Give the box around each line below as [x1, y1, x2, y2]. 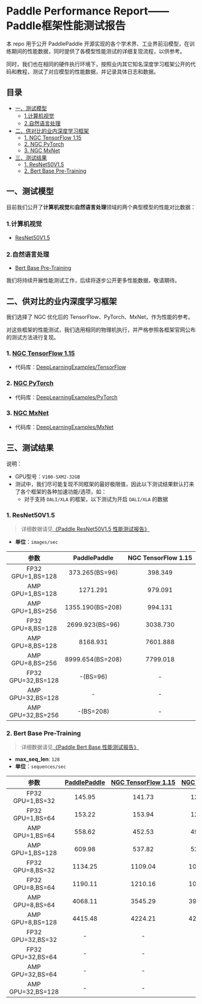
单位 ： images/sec [14, 538, 58, 545]
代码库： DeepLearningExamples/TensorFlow [14, 363, 126, 371]
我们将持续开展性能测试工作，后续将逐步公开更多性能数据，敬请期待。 [6, 277, 180, 284]
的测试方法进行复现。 [6, 333, 59, 341]
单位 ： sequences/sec [14, 763, 66, 770]
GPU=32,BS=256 [9, 711, 59, 719]
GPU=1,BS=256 [11, 607, 57, 615]
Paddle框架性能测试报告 [6, 19, 126, 33]
